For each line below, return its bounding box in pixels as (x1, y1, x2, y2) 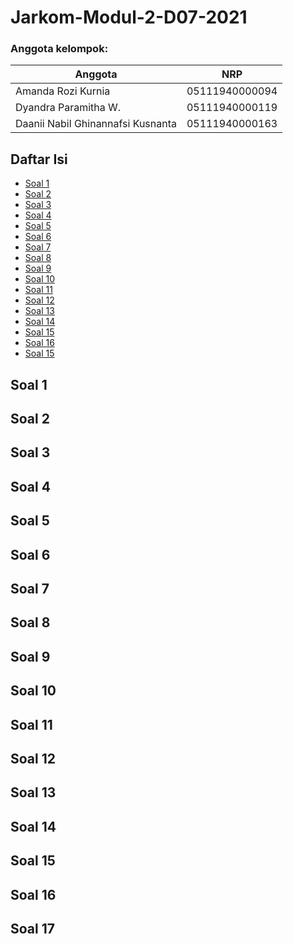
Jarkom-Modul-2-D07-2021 (10, 6, 248, 29)
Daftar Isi (10, 151, 68, 168)
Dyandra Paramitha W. (15, 101, 122, 115)
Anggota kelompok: (10, 42, 109, 56)
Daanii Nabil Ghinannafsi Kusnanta (15, 117, 177, 131)
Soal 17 (10, 920, 55, 937)
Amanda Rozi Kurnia (15, 84, 111, 98)
